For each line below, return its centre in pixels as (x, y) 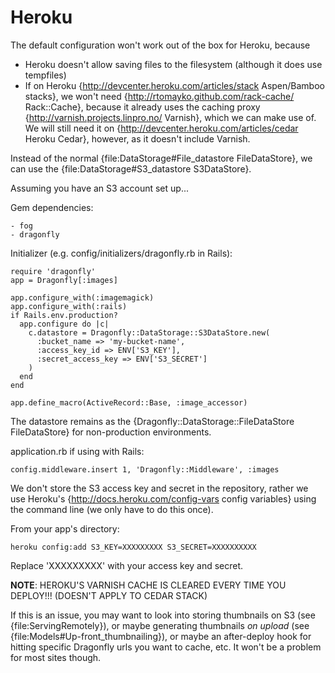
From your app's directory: (65, 528)
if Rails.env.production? (64, 315)
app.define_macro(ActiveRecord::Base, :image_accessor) (129, 402)
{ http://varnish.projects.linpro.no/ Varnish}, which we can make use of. (170, 117)
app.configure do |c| (64, 324)
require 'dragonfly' (53, 271)
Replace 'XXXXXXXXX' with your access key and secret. (127, 565)
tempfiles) (45, 75)
